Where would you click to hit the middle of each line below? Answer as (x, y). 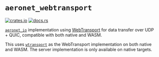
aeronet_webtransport (48, 8)
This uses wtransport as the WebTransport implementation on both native (78, 44)
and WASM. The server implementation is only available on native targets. (79, 49)
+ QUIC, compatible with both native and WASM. (54, 35)
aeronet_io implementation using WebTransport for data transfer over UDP (79, 29)
